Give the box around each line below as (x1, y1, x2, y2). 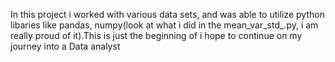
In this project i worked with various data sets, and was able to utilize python (10, 9, 325, 20)
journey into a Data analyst (10, 40, 121, 52)
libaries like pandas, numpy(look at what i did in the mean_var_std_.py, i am (10, 19, 319, 31)
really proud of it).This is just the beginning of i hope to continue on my (10, 30, 303, 41)
